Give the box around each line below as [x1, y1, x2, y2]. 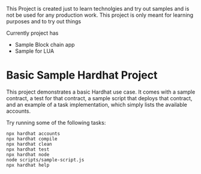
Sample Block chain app [14, 41, 75, 48]
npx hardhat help [6, 162, 50, 168]
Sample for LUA [14, 47, 55, 55]
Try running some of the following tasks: [6, 119, 106, 126]
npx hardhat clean [6, 141, 52, 147]
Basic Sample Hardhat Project [6, 68, 158, 82]
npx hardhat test [6, 146, 50, 152]
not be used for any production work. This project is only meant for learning [6, 11, 194, 19]
